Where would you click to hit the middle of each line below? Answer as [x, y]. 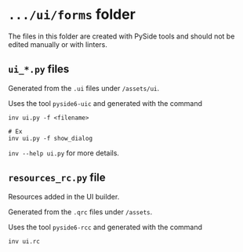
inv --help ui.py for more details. [64, 153]
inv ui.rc [24, 241]
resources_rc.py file [57, 178]
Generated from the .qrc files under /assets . [80, 212]
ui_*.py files [39, 69]
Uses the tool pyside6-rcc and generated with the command [105, 227]
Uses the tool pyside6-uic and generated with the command [105, 103]
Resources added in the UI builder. [64, 196]
